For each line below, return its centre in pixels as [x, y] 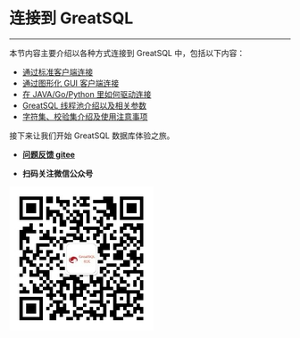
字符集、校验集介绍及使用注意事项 [85, 116]
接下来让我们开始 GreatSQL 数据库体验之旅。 [92, 136]
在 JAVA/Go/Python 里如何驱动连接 [87, 94]
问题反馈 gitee [49, 154]
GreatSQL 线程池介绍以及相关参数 [84, 105]
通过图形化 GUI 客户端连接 [71, 83]
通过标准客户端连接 [58, 71]
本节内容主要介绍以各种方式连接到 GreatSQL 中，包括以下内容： [127, 53]
